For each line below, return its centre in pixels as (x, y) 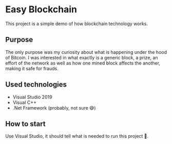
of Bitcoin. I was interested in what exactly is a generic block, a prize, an (82, 57)
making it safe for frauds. (32, 68)
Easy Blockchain (41, 9)
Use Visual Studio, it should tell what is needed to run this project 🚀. (77, 136)
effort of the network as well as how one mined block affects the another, (83, 63)
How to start (25, 124)
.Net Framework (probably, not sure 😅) (54, 108)
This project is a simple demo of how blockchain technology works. (77, 24)
